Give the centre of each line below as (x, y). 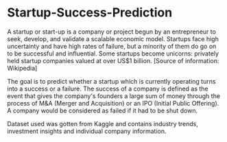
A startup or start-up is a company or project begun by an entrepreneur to (111, 32)
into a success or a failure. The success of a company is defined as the (108, 88)
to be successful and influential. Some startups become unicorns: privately (113, 54)
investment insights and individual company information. (87, 131)
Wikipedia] (22, 68)
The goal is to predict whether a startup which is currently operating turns (111, 81)
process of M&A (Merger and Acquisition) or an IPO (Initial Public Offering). (113, 103)
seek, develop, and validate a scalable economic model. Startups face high (113, 38)
